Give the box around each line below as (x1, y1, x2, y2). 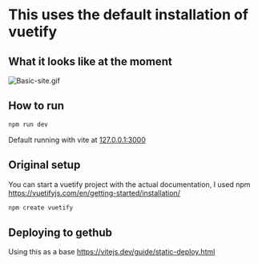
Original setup (8, 158, 81, 172)
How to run (8, 99, 65, 113)
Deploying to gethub (8, 225, 112, 239)
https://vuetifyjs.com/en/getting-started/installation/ (8, 188, 180, 197)
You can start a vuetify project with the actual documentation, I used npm (8, 179, 251, 189)
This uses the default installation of (8, 6, 248, 24)
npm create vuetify (8, 203, 74, 212)
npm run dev (8, 120, 48, 128)
